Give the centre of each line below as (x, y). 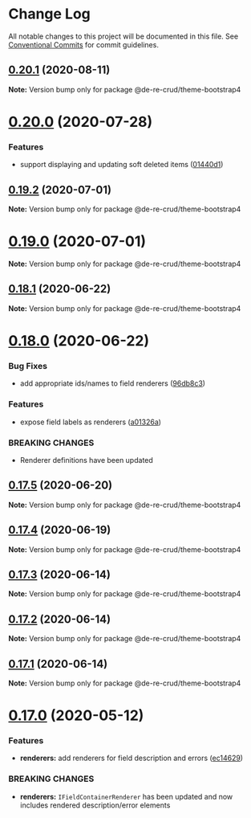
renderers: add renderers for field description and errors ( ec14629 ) (131, 758)
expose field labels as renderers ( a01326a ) (91, 422)
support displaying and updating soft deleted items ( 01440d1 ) (121, 165)
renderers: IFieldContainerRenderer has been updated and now (126, 796)
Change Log (49, 14)
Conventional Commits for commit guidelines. (83, 44)
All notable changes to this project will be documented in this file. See (123, 36)
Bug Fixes (28, 366)
